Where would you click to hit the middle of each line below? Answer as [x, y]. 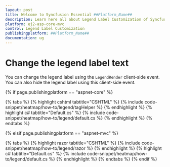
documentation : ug [25, 38]
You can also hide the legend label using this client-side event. [70, 82]
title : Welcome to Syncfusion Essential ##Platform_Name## [69, 15]
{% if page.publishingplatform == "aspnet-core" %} [59, 92]
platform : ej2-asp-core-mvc [35, 24]
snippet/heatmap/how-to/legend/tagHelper [50, 107]
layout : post [19, 10]
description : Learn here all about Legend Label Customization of [77, 19]
